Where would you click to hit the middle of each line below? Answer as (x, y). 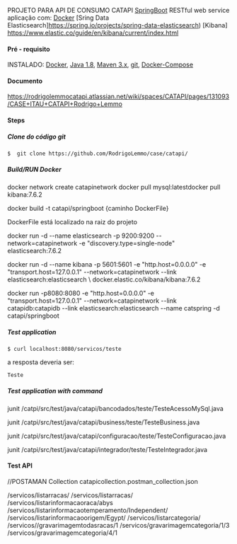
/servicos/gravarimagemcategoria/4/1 (63, 533)
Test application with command (55, 390)
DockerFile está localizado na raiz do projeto (73, 221)
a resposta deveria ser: (41, 362)
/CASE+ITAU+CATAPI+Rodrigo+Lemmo (65, 104)
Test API (20, 465)
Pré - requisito (29, 49)
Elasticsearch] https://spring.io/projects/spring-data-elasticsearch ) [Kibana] (117, 25)
